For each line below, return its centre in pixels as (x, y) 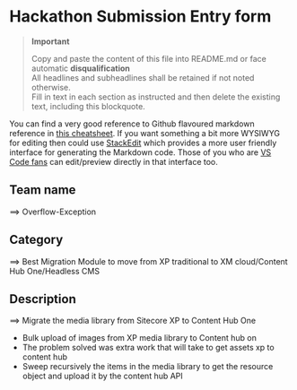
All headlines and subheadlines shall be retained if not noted (143, 77)
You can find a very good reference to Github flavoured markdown (132, 124)
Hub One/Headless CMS (55, 271)
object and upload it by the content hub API (103, 376)
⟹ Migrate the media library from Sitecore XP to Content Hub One (133, 321)
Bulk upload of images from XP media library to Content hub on (140, 338)
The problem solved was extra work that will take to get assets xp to (148, 348)
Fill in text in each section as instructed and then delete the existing (156, 97)
